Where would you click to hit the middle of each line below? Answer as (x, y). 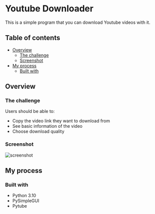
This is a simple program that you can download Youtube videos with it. (78, 22)
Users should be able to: (30, 111)
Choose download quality (38, 131)
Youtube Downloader (49, 9)
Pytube (19, 206)
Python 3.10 (24, 196)
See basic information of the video (47, 126)
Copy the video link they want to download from (61, 121)
